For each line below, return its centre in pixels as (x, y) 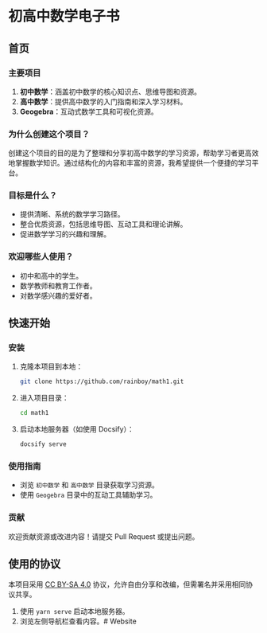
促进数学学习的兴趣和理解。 (65, 234)
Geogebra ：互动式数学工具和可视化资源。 (89, 111)
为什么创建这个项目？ (49, 134)
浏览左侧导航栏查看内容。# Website (78, 621)
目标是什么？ (33, 196)
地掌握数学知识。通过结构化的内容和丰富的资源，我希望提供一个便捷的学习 (130, 163)
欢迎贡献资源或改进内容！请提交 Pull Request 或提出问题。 (104, 536)
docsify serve (43, 444)
